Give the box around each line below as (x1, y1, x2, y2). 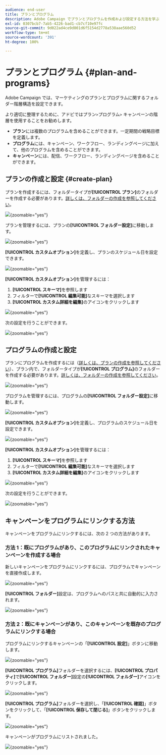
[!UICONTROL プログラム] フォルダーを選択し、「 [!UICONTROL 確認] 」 (5, 701, 149, 706)
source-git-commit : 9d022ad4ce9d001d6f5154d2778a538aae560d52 (5, 26, 136, 31)
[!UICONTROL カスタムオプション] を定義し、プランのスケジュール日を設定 (5, 249, 158, 255)
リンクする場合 (20, 628, 56, 635)
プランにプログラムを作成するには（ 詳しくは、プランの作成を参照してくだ (5, 360, 157, 366)
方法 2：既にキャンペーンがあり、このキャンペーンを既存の (5, 621, 146, 628)
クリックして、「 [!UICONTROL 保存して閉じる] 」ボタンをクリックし (13, 706, 152, 712)
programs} (5, 77, 51, 89)
